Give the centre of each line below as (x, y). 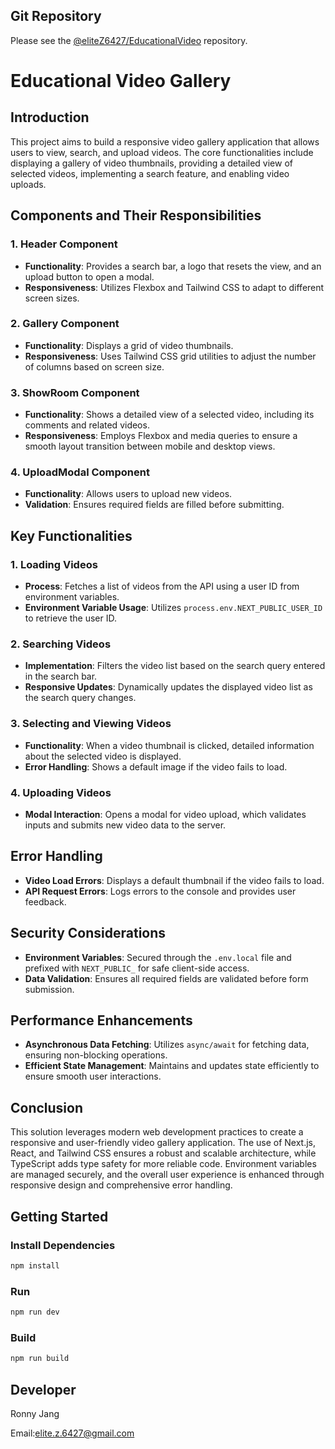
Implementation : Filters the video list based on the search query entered (175, 666)
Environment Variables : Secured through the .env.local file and (158, 957)
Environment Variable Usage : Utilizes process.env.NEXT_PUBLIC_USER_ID (173, 608)
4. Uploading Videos (61, 792)
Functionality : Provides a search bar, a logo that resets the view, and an (173, 266)
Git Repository (56, 16)
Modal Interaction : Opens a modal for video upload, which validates (165, 814)
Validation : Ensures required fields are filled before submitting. (154, 505)
